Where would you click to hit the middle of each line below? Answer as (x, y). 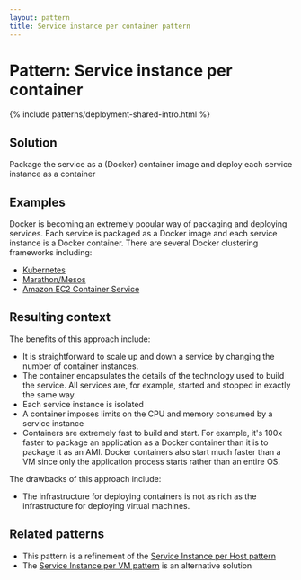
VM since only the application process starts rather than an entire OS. (151, 461)
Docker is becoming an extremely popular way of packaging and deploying (148, 224)
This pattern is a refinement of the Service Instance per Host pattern (149, 556)
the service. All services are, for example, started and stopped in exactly (156, 385)
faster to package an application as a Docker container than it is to (145, 442)
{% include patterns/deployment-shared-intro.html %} (110, 114)
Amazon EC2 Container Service (81, 290)
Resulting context (60, 317)
